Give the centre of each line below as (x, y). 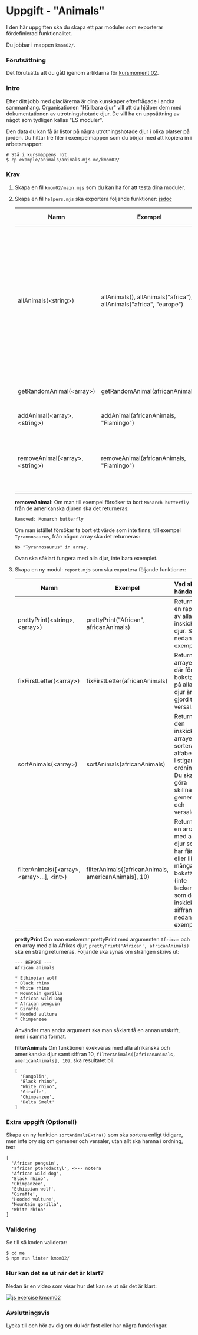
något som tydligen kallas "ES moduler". (55, 120)
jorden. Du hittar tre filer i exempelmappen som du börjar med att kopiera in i (99, 137)
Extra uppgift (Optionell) (42, 1122)
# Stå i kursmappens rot (37, 154)
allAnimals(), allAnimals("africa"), (147, 297)
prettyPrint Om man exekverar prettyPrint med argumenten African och (102, 939)
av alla (183, 616)
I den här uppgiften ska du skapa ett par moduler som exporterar (85, 27)
